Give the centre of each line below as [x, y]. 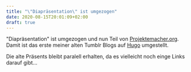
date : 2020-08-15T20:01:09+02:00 [47, 17]
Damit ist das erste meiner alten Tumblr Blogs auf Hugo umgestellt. [88, 45]
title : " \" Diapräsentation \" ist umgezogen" [62, 11]
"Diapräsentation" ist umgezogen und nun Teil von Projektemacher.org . [93, 39]
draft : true [21, 22]
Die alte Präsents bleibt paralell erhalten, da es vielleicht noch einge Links [95, 57]
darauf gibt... [22, 63]
